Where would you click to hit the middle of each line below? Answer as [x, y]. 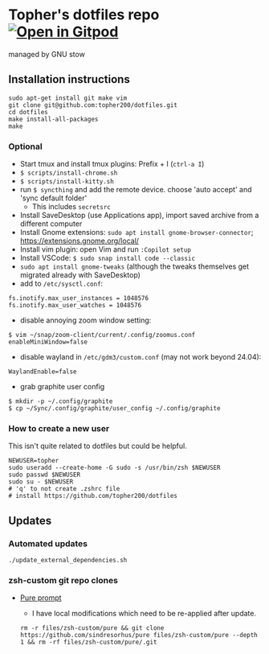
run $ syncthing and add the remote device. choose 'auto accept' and [136, 190]
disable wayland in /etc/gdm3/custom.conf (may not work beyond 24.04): [141, 357]
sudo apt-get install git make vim [68, 98]
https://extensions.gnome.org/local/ [79, 241]
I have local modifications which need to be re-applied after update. [144, 614]
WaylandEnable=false [43, 372]
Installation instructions [69, 79]
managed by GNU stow [47, 54]
